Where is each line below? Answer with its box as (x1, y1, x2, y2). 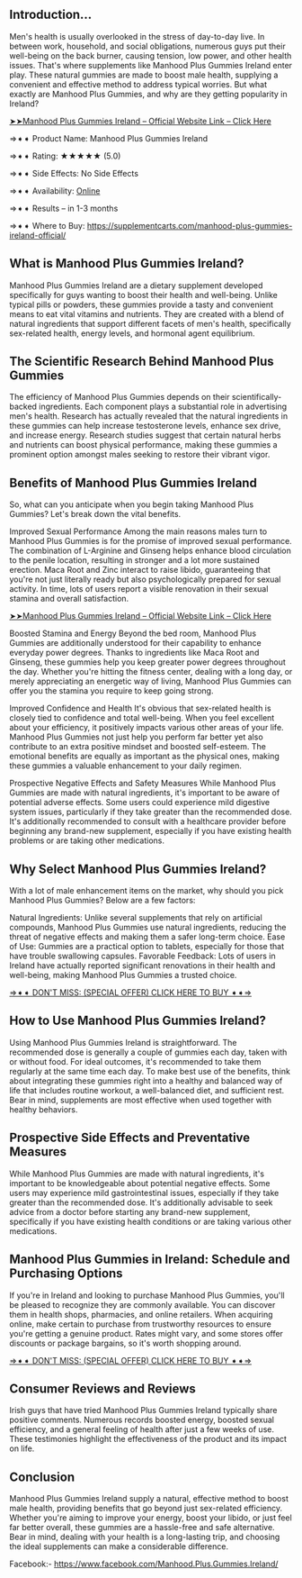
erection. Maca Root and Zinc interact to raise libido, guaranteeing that (9, 565, 271, 576)
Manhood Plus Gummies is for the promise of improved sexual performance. (9, 536, 292, 547)
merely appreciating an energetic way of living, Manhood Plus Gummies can (9, 676, 292, 687)
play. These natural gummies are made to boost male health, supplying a (9, 69, 279, 80)
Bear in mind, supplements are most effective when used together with (9, 1094, 272, 1105)
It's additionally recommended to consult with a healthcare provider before (9, 816, 287, 827)
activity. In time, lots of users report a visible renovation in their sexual (9, 584, 269, 594)
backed (9, 401, 38, 413)
